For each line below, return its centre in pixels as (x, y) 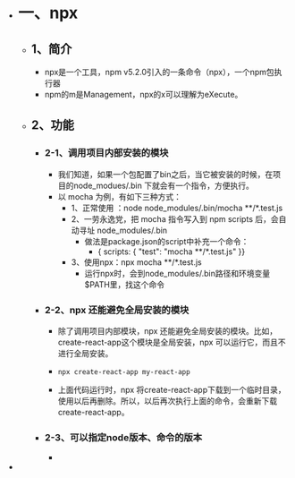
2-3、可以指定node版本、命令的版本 (123, 437)
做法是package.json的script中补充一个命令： (167, 241)
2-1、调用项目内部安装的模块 (106, 153)
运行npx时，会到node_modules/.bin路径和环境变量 (177, 273)
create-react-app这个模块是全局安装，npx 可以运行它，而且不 (172, 342)
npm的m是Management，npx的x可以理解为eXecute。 (143, 94)
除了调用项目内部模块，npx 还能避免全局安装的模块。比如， (168, 330)
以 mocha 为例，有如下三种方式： (119, 196)
